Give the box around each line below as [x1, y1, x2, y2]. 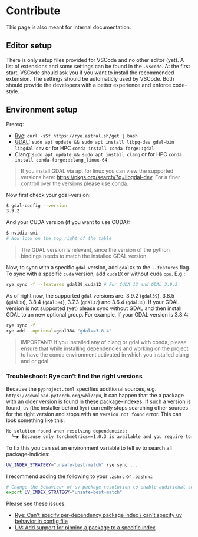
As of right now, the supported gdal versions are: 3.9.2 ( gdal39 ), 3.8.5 [6, 292, 175, 299]
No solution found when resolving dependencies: [6, 428, 128, 434]
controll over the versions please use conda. [20, 180, 128, 187]
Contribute [6, 4, 61, 18]
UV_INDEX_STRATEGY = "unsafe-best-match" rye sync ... [6, 462, 138, 468]
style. [6, 87, 19, 95]
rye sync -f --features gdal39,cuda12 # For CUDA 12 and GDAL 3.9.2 [6, 282, 178, 288]
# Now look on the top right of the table [6, 236, 112, 242]
